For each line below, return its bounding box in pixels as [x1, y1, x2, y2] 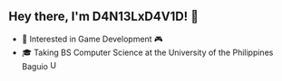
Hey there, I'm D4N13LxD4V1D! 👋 [8, 9, 199, 24]
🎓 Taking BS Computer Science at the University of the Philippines [21, 47, 274, 58]
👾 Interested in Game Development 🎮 [21, 33, 164, 44]
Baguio [21, 60, 49, 72]
